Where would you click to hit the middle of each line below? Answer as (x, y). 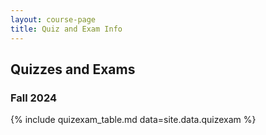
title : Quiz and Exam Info (66, 29)
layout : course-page (53, 19)
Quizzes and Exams (73, 69)
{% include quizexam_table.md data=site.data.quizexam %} (133, 120)
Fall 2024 (34, 98)
